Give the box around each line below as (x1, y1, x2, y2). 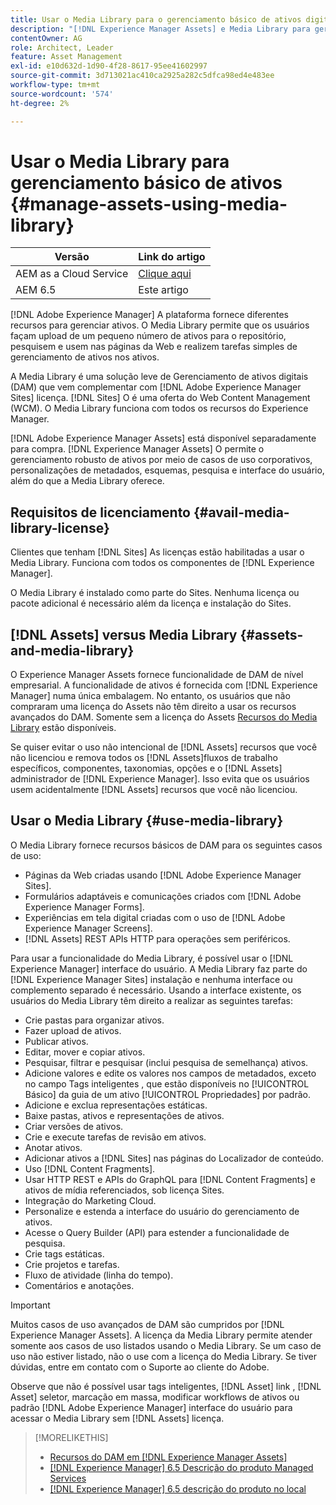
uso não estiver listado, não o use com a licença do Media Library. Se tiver (10, 1350, 317, 1362)
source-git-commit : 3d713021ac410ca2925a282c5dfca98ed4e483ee (10, 71, 275, 81)
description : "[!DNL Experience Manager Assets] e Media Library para (10, 24, 311, 34)
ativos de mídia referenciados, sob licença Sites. (24, 1184, 225, 1196)
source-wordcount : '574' (10, 89, 114, 99)
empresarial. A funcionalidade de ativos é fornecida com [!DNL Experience (10, 679, 318, 691)
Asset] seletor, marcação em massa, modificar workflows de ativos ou (10, 1391, 300, 1403)
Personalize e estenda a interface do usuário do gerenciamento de (24, 1205, 300, 1217)
